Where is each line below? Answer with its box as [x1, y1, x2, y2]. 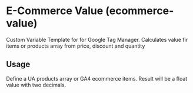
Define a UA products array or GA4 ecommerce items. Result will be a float [6, 75, 188, 82]
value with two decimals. [6, 81, 66, 88]
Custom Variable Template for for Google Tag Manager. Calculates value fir [6, 36, 188, 43]
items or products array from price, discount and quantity [6, 42, 145, 49]
